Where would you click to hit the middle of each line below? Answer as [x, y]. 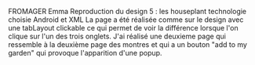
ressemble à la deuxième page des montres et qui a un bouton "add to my [127, 45]
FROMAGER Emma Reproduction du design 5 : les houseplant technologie [127, 11]
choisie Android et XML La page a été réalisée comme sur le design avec [126, 20]
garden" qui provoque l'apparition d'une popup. [85, 53]
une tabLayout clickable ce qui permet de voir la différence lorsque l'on [123, 28]
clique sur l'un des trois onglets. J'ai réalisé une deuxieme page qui [117, 36]
